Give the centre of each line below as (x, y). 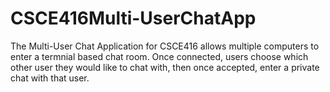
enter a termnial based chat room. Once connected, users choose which (159, 56)
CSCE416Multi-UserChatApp (133, 18)
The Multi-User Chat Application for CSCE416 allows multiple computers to (165, 46)
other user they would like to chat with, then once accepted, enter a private (165, 67)
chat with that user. (50, 78)
